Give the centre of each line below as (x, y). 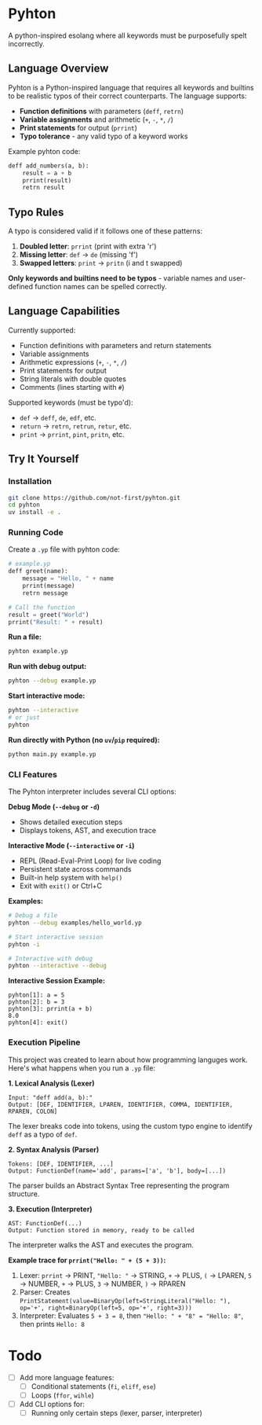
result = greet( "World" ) (49, 615)
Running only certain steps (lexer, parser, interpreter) (116, 1412)
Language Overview (58, 69)
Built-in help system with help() (71, 878)
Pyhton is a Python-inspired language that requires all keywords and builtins (131, 87)
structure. (24, 1194)
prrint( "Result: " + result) (56, 622)
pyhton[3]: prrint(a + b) (50, 1009)
